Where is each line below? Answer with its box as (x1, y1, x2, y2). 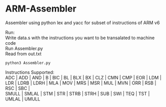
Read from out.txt (5, 51, 42, 57)
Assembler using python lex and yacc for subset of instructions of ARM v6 (5, 20, 160, 26)
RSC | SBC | (5, 85, 30, 91)
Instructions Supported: (5, 69, 54, 75)
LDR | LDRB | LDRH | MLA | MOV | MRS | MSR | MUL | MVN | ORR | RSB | (5, 80, 156, 86)
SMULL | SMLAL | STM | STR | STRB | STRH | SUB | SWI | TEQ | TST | (5, 90, 150, 96)
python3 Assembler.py (5, 60, 51, 65)
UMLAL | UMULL (5, 96, 40, 102)
